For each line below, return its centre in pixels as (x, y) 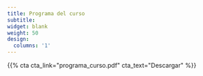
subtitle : (21, 20)
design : (18, 39)
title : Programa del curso (46, 13)
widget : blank (28, 26)
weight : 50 (23, 33)
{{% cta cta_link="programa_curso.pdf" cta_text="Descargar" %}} (102, 65)
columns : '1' (32, 46)
